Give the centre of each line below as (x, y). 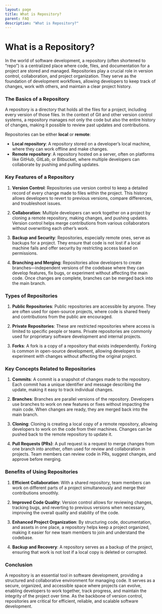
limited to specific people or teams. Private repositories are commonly (82, 332)
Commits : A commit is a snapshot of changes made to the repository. (81, 379)
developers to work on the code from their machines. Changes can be (82, 429)
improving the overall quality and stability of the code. (66, 512)
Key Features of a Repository (40, 177)
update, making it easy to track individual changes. (63, 390)
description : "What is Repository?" (42, 23)
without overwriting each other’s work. (50, 228)
